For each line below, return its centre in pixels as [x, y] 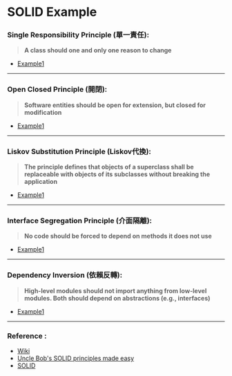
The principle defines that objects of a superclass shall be [109, 167]
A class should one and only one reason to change [98, 50]
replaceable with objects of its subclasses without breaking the [117, 174]
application [40, 182]
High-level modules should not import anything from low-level [115, 290]
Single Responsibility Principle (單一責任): [78, 35]
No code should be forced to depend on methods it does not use [118, 236]
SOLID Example [52, 12]
